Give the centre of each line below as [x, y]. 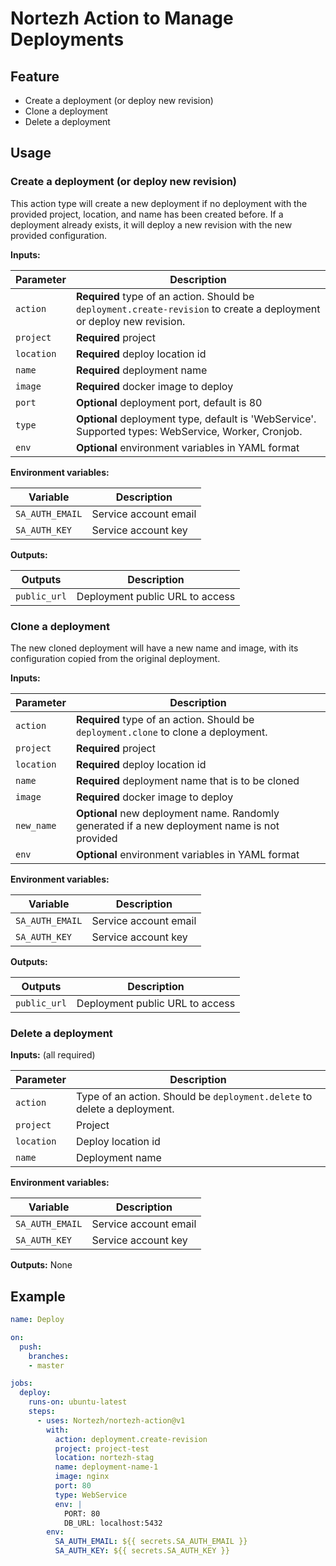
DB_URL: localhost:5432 [113, 1523]
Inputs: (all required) [53, 1055]
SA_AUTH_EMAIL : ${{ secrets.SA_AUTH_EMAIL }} [151, 1542]
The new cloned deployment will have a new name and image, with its [154, 648]
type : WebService [91, 1495]
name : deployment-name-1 [106, 1467]
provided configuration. [59, 235]
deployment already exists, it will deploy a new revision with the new [151, 224]
